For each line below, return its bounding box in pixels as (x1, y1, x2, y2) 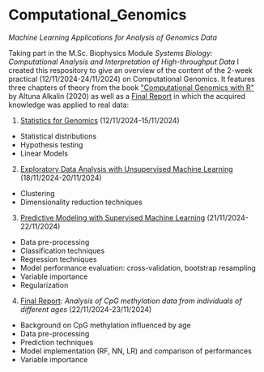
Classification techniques (19, 246, 105, 255)
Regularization (19, 280, 69, 289)
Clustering (19, 188, 55, 198)
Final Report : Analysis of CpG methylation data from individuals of (19, 296, 242, 306)
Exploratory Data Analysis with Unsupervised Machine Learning (19, 164, 233, 173)
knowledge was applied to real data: (8, 100, 130, 109)
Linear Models (19, 148, 69, 158)
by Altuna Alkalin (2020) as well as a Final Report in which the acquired (8, 91, 245, 100)
